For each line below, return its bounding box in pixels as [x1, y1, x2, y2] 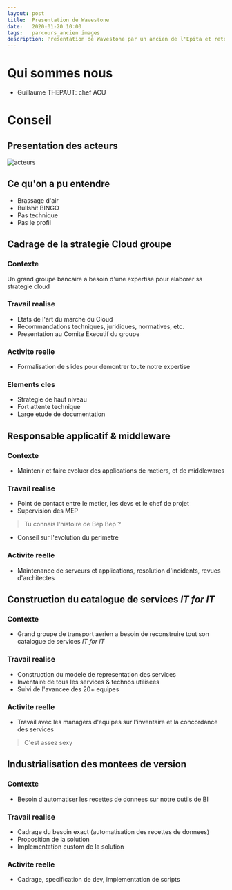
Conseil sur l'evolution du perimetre [17, 533, 119, 542]
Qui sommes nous [7, 66, 113, 81]
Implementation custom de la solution [17, 842, 124, 851]
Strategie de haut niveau [17, 395, 88, 404]
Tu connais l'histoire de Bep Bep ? [23, 520, 122, 528]
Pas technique [17, 211, 59, 219]
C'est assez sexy [23, 739, 73, 747]
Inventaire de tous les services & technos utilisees [17, 678, 160, 686]
